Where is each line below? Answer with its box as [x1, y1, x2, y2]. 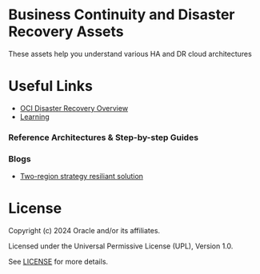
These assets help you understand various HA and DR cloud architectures [8, 49, 252, 58]
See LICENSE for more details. [8, 257, 109, 267]
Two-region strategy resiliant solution [19, 172, 144, 181]
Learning [19, 112, 50, 121]
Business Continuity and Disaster [8, 6, 235, 24]
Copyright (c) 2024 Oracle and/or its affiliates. [8, 226, 161, 236]
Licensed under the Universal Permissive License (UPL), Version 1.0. [8, 241, 234, 251]
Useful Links [8, 77, 94, 95]
